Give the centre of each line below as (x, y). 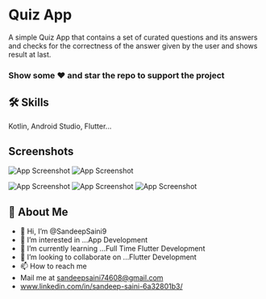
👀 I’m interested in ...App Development (84, 240)
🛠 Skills (29, 103)
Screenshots (41, 152)
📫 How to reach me (53, 266)
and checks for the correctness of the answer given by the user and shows (133, 45)
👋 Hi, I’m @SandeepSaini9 (63, 231)
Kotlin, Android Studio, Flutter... (60, 126)
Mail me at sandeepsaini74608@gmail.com (91, 278)
